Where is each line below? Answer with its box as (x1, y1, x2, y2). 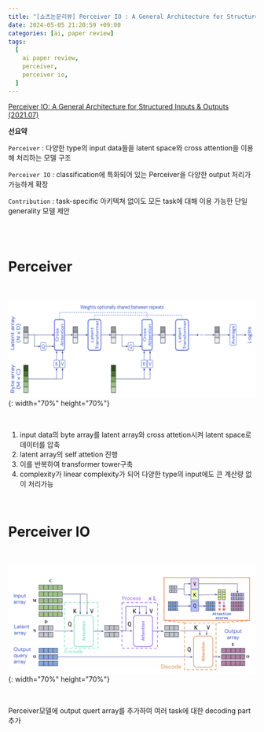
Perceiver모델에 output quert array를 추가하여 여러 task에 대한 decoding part (8, 706, 251, 715)
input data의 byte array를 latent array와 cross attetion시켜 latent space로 (19, 430, 252, 440)
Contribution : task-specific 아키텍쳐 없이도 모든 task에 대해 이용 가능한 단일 (8, 196, 248, 205)
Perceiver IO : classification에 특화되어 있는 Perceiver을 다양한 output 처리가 (8, 169, 251, 179)
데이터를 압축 (19, 440, 60, 449)
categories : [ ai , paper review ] (8, 29, 114, 37)
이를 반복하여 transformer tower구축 (19, 460, 134, 469)
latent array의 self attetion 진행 (19, 449, 118, 460)
